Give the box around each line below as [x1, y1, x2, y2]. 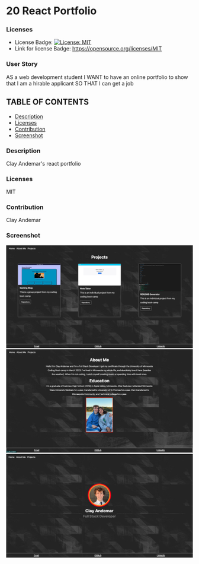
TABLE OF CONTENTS [6, 97, 89, 107]
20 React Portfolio [6, 4, 97, 18]
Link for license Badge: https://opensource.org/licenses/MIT [14, 45, 162, 52]
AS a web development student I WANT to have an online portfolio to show [6, 73, 188, 81]
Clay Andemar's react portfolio [6, 160, 81, 167]
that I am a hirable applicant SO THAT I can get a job [6, 80, 134, 87]
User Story [6, 60, 38, 68]
